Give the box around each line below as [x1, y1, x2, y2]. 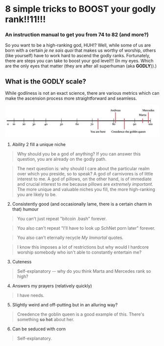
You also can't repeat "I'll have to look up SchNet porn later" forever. [17, 225, 156, 231]
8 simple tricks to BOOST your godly [5, 3, 156, 15]
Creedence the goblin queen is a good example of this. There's [17, 311, 144, 317]
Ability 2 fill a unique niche [12, 141, 66, 147]
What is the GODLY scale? [5, 77, 87, 86]
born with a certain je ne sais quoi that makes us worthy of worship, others [5, 47, 156, 53]
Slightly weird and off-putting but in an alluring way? [12, 302, 118, 307]
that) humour [12, 206, 39, 212]
